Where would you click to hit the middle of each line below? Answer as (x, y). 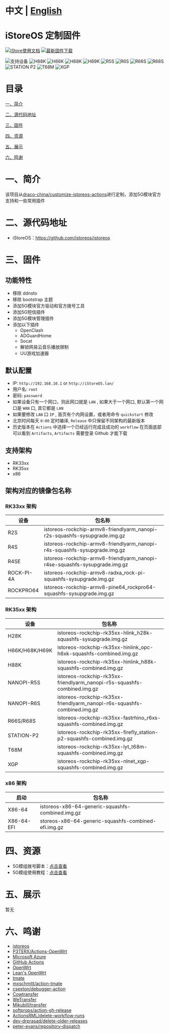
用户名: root (25, 389)
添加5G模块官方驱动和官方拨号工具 (49, 306)
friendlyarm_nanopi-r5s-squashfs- (100, 682)
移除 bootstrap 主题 (33, 299)
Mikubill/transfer (29, 1005)
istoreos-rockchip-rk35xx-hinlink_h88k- (107, 661)
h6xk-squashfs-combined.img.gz (98, 653)
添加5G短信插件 (29, 312)
